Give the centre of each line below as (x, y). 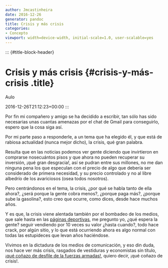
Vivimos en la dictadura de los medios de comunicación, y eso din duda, (80, 245)
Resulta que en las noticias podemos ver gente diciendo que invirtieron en (82, 152)
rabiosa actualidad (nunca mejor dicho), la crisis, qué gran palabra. (74, 142)
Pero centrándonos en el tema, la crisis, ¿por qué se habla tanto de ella (78, 188)
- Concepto (17, 33)
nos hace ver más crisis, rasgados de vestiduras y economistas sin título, (81, 250)
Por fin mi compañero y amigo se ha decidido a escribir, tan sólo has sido (81, 116)
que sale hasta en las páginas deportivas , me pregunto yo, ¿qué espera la (81, 219)
